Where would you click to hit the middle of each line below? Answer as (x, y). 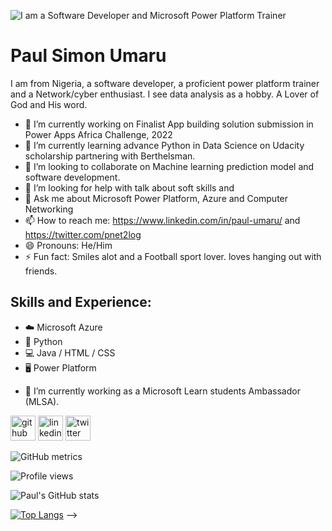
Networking (49, 209)
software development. (72, 177)
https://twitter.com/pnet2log (83, 234)
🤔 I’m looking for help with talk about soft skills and (129, 187)
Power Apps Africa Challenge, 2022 (98, 134)
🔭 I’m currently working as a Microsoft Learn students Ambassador (162, 391)
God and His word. (49, 104)
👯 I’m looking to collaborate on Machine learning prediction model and (169, 166)
